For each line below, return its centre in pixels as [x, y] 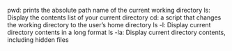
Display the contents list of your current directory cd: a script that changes [114, 17]
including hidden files [38, 40]
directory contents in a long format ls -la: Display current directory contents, [117, 32]
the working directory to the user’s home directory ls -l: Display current [109, 25]
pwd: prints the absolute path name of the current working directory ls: [109, 10]
